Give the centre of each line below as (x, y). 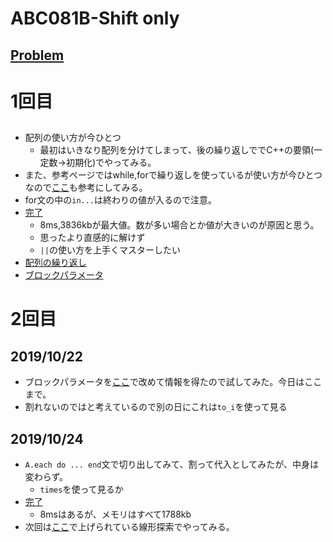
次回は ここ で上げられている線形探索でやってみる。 (129, 526)
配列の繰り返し (55, 263)
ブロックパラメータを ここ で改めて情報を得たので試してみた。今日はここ (173, 382)
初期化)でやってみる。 (111, 163)
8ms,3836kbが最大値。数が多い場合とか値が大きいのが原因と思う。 (179, 225)
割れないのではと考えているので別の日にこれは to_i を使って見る (156, 407)
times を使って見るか (81, 489)
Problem (37, 55)
